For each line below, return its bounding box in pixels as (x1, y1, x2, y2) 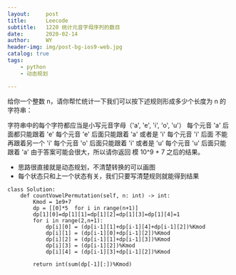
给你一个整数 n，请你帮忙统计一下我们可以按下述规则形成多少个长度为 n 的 (7, 97, 227, 105)
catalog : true (7, 51, 50, 58)
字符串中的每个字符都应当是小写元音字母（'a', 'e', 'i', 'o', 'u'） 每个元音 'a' (7, 120, 221, 129)
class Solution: (7, 186, 56, 193)
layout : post (7, 10, 59, 18)
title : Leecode (7, 17, 69, 24)
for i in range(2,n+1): (33, 217, 103, 224)
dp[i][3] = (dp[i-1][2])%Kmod (45, 242, 135, 249)
